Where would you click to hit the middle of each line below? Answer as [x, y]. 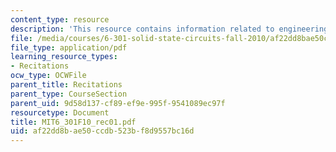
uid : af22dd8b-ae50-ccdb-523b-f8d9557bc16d [102, 131]
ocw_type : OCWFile [48, 76]
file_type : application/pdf [69, 47]
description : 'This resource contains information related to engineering [169, 29]
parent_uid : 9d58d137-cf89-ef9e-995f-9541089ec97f [118, 103]
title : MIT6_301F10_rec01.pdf [73, 122]
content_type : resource [60, 19]
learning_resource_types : [64, 57]
